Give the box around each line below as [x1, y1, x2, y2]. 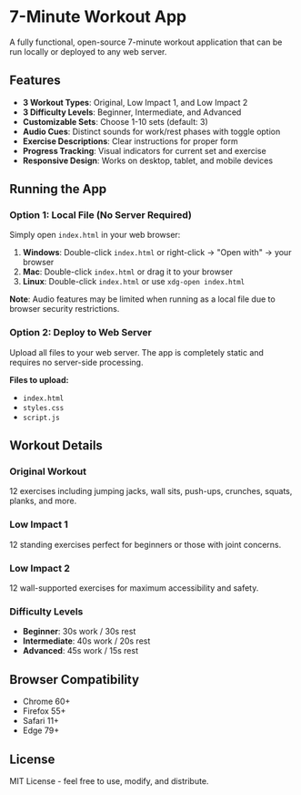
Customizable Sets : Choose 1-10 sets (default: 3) [22, 116, 209, 127]
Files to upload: [9, 374, 69, 385]
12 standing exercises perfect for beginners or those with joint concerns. [9, 539, 282, 550]
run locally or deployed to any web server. [9, 46, 167, 57]
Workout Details [9, 438, 103, 453]
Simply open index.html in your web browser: [9, 230, 181, 241]
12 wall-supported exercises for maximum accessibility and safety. [9, 583, 259, 594]
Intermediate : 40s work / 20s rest [22, 635, 151, 646]
